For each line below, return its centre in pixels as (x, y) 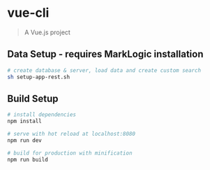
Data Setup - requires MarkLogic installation (105, 54)
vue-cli (28, 13)
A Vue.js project (47, 32)
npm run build (28, 160)
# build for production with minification (70, 153)
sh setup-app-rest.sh (39, 77)
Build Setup (33, 98)
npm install (24, 121)
